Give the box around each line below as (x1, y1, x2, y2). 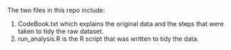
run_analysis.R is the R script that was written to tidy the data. (17, 35, 200, 43)
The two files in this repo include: (7, 6, 106, 14)
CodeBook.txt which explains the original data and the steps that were (17, 20, 225, 27)
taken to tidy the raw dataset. (17, 27, 104, 35)
